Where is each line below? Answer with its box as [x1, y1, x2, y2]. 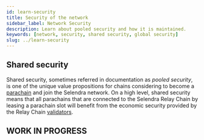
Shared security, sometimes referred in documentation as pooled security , [6, 75, 193, 83]
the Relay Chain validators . [6, 108, 74, 116]
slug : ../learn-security [6, 37, 69, 43]
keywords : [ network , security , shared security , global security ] [6, 32, 178, 38]
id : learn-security [6, 9, 56, 15]
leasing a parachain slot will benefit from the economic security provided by [6, 102, 197, 109]
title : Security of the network [6, 15, 88, 21]
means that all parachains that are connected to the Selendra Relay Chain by [6, 95, 199, 102]
